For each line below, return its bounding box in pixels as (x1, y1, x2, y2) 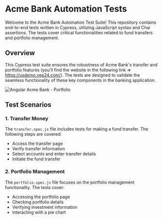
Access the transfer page (12, 141, 63, 146)
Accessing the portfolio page (12, 194, 70, 200)
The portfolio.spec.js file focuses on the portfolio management (5, 179, 135, 185)
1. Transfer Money (5, 115, 49, 122)
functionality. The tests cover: (5, 184, 65, 190)
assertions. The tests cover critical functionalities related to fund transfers (5, 30, 153, 35)
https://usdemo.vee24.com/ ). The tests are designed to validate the (5, 72, 140, 78)
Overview (5, 49, 35, 57)
